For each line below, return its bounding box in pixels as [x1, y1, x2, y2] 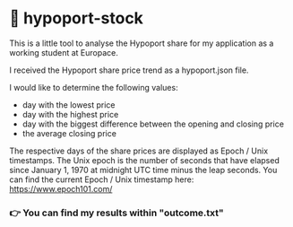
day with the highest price [22, 109, 119, 119]
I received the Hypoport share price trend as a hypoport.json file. [9, 65, 249, 75]
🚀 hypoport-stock [9, 8, 143, 29]
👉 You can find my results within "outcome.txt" [9, 206, 224, 219]
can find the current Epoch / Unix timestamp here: [9, 174, 194, 185]
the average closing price [22, 127, 116, 138]
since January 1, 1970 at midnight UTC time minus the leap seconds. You [9, 164, 278, 175]
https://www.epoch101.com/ [9, 183, 113, 194]
